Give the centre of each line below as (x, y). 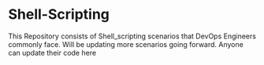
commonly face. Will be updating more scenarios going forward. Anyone (126, 44)
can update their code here (52, 52)
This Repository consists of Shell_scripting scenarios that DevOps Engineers (132, 36)
